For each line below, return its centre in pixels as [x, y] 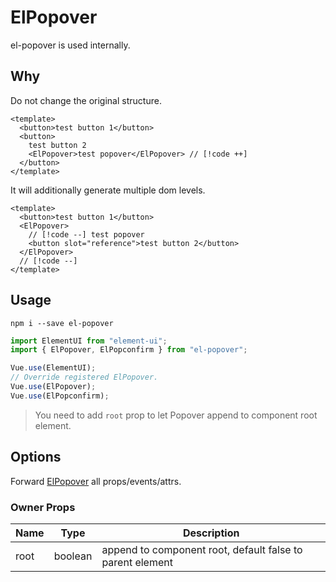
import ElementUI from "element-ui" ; [89, 341]
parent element [137, 562]
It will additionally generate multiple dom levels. [108, 190]
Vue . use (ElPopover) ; [53, 387]
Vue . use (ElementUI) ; [53, 368]
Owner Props [43, 507]
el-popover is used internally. [70, 45]
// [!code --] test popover [86, 234]
